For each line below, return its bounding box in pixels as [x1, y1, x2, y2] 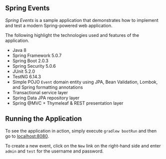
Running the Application [5, 115, 82, 123]
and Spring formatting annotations [12, 84, 83, 90]
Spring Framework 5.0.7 [12, 52, 62, 58]
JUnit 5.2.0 [12, 68, 35, 74]
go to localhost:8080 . [5, 133, 49, 139]
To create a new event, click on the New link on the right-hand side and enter [5, 143, 161, 149]
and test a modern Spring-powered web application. [5, 22, 113, 28]
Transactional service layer [12, 89, 68, 95]
